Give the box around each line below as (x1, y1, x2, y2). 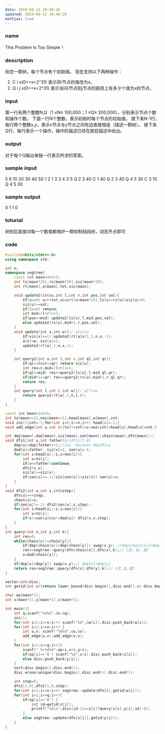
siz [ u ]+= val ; (23, 302, 50, 307)
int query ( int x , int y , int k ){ (5, 529, 69, 534)
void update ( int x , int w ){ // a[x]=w (14, 329, 89, 334)
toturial (5, 217, 23, 224)
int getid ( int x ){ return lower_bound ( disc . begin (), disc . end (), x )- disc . (5, 584, 155, 589)
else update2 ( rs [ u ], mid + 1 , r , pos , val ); (23, 320, 102, 326)
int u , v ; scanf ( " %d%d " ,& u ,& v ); (23, 629, 87, 634)
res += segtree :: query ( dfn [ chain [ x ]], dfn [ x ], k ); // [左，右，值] (23, 548, 149, 553)
